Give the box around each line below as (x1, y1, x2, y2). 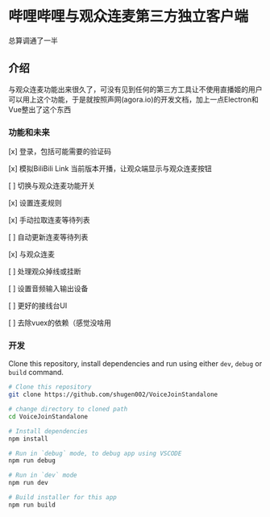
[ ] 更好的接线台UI (8, 301, 68, 311)
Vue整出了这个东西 (8, 104, 72, 114)
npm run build (8, 501, 56, 509)
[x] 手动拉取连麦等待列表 (8, 215, 90, 225)
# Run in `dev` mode (8, 471, 78, 480)
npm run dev (8, 479, 48, 487)
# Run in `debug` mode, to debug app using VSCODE (8, 449, 182, 457)
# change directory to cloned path (8, 405, 128, 414)
